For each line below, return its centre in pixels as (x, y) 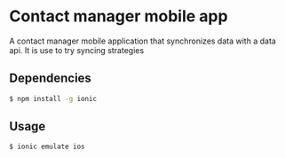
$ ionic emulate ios (47, 147)
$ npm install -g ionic (53, 99)
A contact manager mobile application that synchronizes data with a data (143, 41)
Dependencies (50, 79)
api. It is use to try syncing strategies (77, 50)
